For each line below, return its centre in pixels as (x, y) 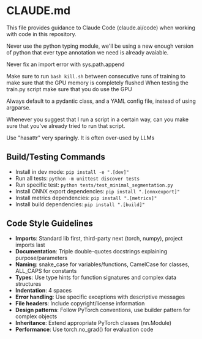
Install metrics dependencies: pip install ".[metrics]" (86, 198)
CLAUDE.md (39, 11)
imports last (30, 245)
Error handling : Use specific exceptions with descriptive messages (100, 297)
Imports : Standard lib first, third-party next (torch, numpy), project (99, 238)
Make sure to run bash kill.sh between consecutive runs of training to (96, 76)
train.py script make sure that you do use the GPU (69, 89)
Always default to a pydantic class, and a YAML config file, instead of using (101, 101)
